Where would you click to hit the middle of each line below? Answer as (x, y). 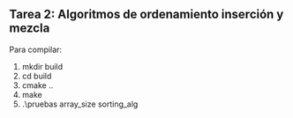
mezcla (30, 29)
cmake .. (38, 85)
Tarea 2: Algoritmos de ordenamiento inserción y (146, 15)
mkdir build (42, 66)
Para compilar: (36, 49)
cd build (37, 76)
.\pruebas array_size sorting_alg (80, 104)
